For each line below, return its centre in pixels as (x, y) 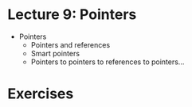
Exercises (41, 94)
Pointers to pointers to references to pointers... (108, 62)
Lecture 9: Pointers (72, 15)
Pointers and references (71, 44)
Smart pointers (55, 53)
